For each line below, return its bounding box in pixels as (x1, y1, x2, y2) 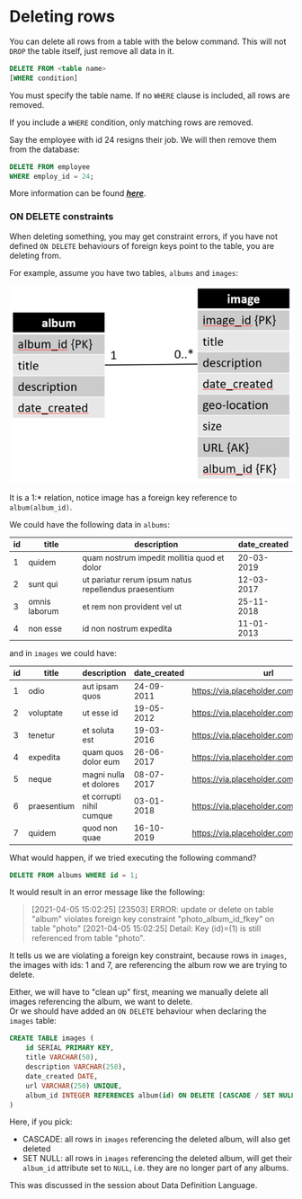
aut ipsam (82, 680, 119, 691)
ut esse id (82, 707, 119, 718)
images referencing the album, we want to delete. (9, 996, 193, 1008)
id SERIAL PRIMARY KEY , (25, 1044, 115, 1052)
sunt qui (28, 579, 58, 590)
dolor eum (82, 757, 120, 768)
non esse (28, 623, 63, 634)
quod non (82, 822, 119, 833)
